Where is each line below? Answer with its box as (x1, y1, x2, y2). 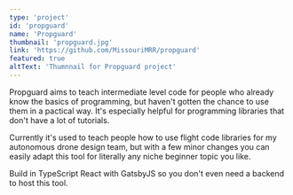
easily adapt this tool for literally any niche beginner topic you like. (9, 151, 251, 161)
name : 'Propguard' (9, 29, 77, 38)
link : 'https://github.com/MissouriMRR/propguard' (9, 46, 201, 55)
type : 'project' (9, 12, 69, 22)
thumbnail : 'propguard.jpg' (9, 37, 114, 47)
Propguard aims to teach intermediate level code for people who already (9, 86, 274, 97)
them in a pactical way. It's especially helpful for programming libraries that (9, 105, 285, 116)
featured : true (9, 54, 66, 63)
